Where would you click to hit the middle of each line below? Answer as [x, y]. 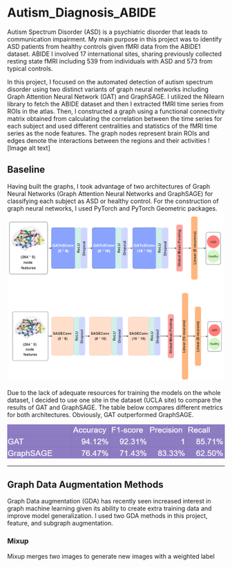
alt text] [39, 148]
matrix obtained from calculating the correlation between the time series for [115, 118]
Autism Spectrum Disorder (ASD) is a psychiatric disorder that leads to [107, 32]
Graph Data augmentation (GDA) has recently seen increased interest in [109, 501]
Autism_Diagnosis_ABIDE [82, 13]
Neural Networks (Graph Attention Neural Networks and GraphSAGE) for [110, 193]
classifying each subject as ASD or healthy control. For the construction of [113, 201]
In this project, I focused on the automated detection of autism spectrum [110, 81]
